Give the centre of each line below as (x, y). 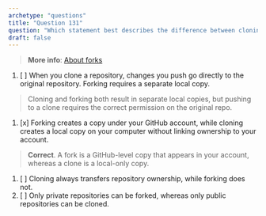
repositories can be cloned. (64, 204)
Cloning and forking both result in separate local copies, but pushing (139, 99)
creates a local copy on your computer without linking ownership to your (138, 131)
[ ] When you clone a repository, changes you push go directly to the (131, 75)
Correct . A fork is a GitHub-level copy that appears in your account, (138, 155)
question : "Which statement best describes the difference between (122, 30)
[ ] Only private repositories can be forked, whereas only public (123, 195)
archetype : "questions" (47, 15)
